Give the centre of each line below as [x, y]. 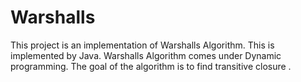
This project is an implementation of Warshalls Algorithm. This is [142, 45]
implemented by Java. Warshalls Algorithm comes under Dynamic [146, 55]
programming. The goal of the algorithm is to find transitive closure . [151, 66]
